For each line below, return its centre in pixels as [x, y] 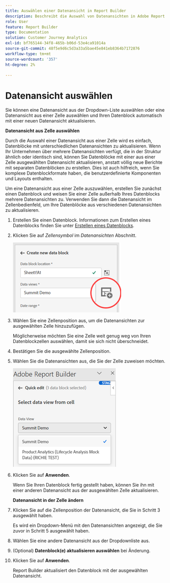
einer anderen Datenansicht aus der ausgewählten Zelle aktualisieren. [86, 491]
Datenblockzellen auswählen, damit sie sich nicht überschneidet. [81, 342]
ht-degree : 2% [20, 65]
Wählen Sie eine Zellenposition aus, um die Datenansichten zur [79, 321]
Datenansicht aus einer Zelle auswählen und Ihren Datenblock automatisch [84, 115]
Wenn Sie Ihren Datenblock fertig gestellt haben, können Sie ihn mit [83, 485]
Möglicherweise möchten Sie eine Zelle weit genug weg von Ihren [82, 336]
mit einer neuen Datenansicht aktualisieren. [51, 121]
